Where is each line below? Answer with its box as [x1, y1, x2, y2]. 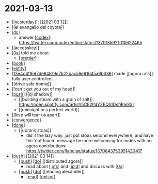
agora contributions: [26, 143, 67, 149]
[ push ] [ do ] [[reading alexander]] [18, 168, 85, 174]
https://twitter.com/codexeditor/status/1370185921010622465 [18, 39, 142, 45]
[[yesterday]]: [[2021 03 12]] [11, 19, 68, 25]
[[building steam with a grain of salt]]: [18, 96, 94, 102]
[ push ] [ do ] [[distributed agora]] [18, 158, 83, 164]
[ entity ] [11, 65, 26, 71]
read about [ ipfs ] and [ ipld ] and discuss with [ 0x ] [26, 163, 124, 169]
